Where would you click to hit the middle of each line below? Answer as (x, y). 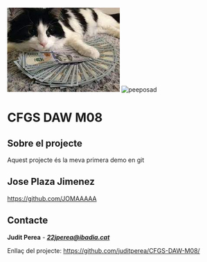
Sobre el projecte (45, 143)
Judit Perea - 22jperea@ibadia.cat (58, 237)
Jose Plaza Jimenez (51, 182)
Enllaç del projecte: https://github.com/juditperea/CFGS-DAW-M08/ (104, 250)
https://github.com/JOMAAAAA (52, 198)
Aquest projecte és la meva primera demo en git (76, 160)
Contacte (28, 221)
